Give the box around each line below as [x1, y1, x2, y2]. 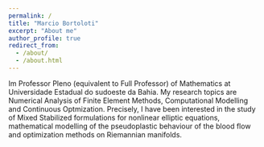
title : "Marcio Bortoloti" [8, 19, 99, 27]
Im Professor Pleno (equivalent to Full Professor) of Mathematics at [8, 78, 231, 88]
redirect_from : [8, 42, 60, 50]
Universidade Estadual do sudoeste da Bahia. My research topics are [8, 87, 237, 96]
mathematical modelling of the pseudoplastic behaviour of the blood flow [8, 121, 251, 131]
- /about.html [15, 57, 63, 65]
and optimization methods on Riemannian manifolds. [8, 129, 183, 139]
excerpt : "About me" [8, 27, 78, 35]
